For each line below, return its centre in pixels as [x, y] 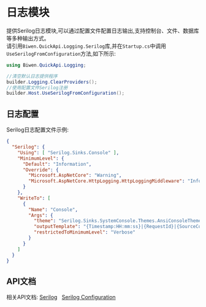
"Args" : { [41, 215]
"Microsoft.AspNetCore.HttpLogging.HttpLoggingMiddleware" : [107, 181]
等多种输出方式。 [28, 38]
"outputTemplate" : [57, 227]
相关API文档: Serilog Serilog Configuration [61, 297]
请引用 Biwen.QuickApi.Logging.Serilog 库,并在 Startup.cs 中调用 [86, 46]
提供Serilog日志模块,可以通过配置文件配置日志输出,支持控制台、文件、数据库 [103, 31]
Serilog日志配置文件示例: [38, 130]
